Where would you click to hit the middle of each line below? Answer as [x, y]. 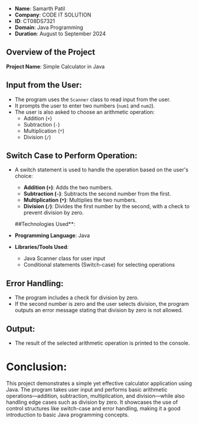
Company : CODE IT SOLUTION [53, 15]
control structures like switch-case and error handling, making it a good [93, 408]
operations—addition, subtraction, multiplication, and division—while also [95, 396]
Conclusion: [37, 367]
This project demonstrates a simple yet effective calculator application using [99, 383]
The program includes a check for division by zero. [77, 297]
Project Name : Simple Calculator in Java [56, 66]
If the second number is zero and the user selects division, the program [102, 304]
